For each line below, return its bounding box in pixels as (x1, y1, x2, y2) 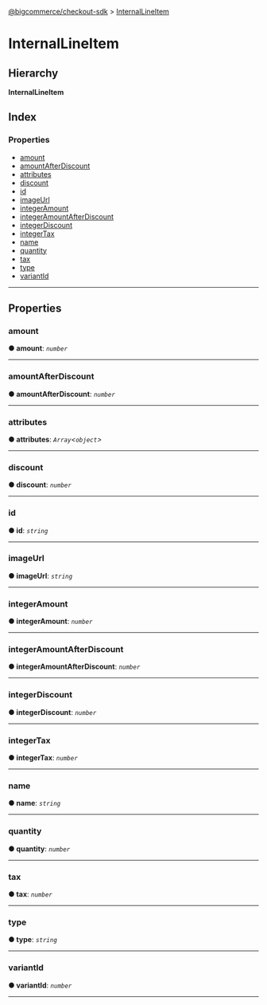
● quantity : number (8, 844, 71, 854)
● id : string (8, 525, 48, 535)
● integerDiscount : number (8, 707, 97, 716)
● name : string (8, 799, 61, 808)
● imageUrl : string (8, 571, 73, 580)
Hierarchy (8, 66, 59, 80)
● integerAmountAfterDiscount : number (8, 661, 141, 672)
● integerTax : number (8, 753, 78, 763)
